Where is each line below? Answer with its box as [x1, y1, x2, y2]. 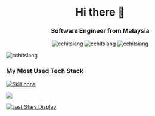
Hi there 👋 [75, 5, 125, 19]
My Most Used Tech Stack [6, 67, 83, 75]
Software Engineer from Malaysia [50, 27, 150, 35]
